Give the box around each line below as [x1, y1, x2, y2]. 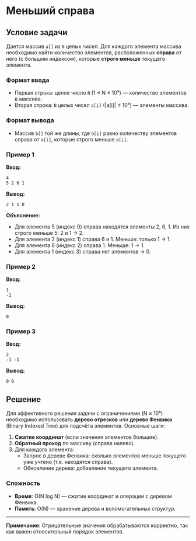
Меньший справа [6, 4, 95, 18]
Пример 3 [6, 327, 36, 335]
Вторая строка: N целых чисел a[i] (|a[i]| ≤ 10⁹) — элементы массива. [14, 102, 190, 109]
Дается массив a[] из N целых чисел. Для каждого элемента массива [6, 43, 182, 50]
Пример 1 [6, 150, 34, 158]
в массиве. [14, 95, 43, 103]
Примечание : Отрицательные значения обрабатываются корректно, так [6, 522, 188, 529]
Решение [6, 394, 41, 404]
